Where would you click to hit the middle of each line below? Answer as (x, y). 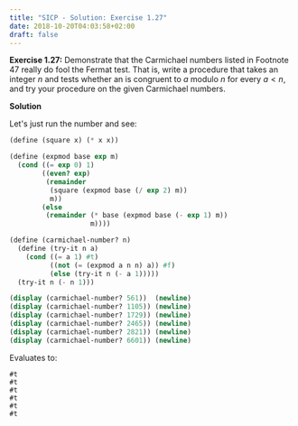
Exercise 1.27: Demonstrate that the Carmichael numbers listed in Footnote (149, 60)
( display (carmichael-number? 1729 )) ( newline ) (101, 315)
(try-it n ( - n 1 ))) (56, 282)
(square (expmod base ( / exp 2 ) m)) (118, 190)
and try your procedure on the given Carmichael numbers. (117, 89)
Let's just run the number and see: (73, 124)
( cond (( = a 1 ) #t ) (62, 257)
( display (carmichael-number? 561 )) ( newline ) (101, 299)
